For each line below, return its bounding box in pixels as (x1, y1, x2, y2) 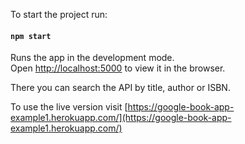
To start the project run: (10, 9, 108, 20)
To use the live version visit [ (10, 101, 128, 113)
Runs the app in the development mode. (10, 52, 175, 64)
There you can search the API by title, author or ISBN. (10, 82, 231, 94)
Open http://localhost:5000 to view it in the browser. (10, 62, 226, 74)
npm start (10, 31, 52, 41)
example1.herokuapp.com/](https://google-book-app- (10, 112, 232, 124)
